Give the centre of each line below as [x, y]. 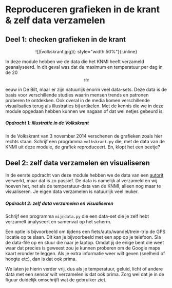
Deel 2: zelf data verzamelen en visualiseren [78, 163]
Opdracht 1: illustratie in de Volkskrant [47, 123]
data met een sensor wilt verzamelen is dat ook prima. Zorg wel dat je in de [85, 274]
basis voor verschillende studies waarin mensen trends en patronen [77, 95]
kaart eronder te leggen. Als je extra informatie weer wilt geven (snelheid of [85, 254]
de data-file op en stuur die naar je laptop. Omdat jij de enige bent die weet [85, 243]
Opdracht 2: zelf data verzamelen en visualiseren [60, 203]
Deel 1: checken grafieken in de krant [66, 39]
